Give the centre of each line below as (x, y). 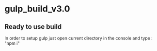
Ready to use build (33, 27)
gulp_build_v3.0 (37, 9)
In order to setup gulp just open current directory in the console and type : (79, 38)
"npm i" (12, 43)
